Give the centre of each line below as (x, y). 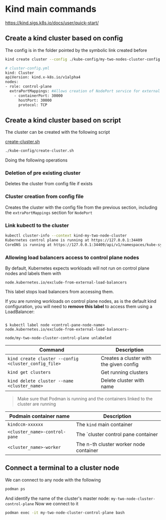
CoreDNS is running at (28, 245)
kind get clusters (29, 372)
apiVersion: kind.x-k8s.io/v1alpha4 (43, 78)
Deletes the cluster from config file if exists (49, 184)
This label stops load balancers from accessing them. (60, 292)
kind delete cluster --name (41, 381)
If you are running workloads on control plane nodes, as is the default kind (81, 301)
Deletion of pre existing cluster (43, 173)
